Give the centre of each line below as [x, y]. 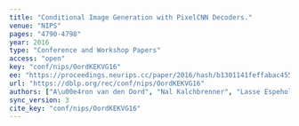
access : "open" [37, 59]
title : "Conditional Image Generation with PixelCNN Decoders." [131, 17]
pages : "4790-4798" [45, 34]
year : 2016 [29, 42]
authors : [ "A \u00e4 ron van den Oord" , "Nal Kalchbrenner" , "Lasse [135, 91]
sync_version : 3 [39, 100]
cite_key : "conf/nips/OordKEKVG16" [75, 108]
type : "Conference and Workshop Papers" [85, 51]
